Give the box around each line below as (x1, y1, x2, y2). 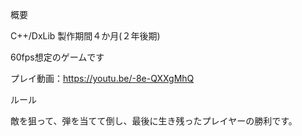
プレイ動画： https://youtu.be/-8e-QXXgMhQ (10, 73, 195, 84)
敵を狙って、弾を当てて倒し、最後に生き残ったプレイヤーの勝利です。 (10, 115, 298, 127)
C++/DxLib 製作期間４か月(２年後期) (10, 30, 161, 42)
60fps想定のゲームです (10, 51, 105, 63)
